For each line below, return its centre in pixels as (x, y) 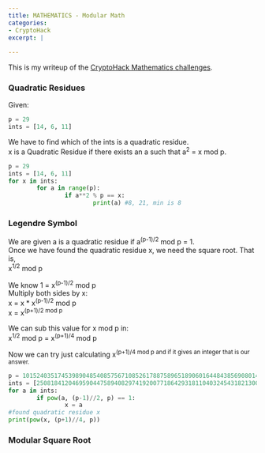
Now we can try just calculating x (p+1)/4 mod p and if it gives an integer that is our (129, 354)
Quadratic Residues (47, 88)
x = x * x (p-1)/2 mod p (42, 302)
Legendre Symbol (43, 223)
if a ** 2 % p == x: (95, 196)
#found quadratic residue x (54, 413)
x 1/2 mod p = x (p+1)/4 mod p (52, 337)
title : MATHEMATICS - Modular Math (67, 15)
